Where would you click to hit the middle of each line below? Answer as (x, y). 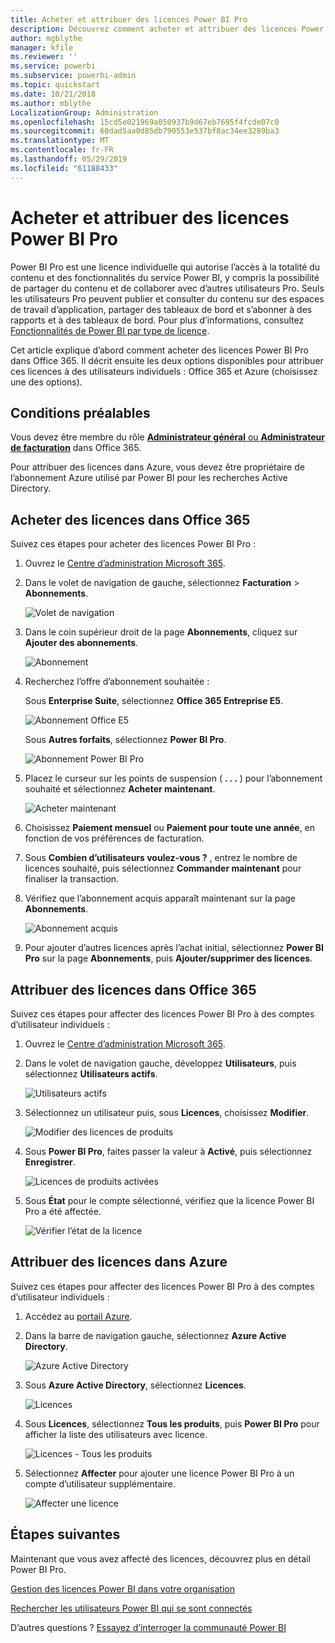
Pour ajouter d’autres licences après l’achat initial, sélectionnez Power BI (174, 948)
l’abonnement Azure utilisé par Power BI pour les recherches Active (149, 478)
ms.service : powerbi (53, 66)
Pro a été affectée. (63, 1211)
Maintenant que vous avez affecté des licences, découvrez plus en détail (160, 1558)
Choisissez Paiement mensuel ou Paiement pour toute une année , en (170, 828)
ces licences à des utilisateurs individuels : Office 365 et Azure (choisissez (164, 371)
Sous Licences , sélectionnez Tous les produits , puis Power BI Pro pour (172, 1423)
